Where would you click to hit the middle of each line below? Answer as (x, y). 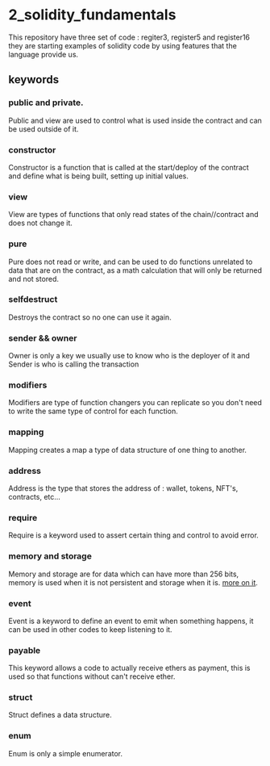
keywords (33, 80)
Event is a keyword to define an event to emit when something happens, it (131, 621)
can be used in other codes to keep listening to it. (90, 629)
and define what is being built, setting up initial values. (99, 176)
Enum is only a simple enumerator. (66, 753)
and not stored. (33, 278)
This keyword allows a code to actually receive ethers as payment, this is (129, 668)
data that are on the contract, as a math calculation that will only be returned (135, 270)
